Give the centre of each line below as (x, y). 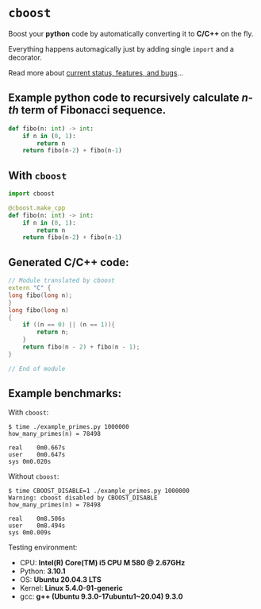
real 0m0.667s (37, 448)
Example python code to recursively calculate (124, 98)
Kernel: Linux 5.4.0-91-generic (71, 588)
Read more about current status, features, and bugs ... (96, 72)
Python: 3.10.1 (42, 571)
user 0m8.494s (37, 526)
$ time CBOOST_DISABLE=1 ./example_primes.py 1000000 (99, 491)
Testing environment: (43, 547)
